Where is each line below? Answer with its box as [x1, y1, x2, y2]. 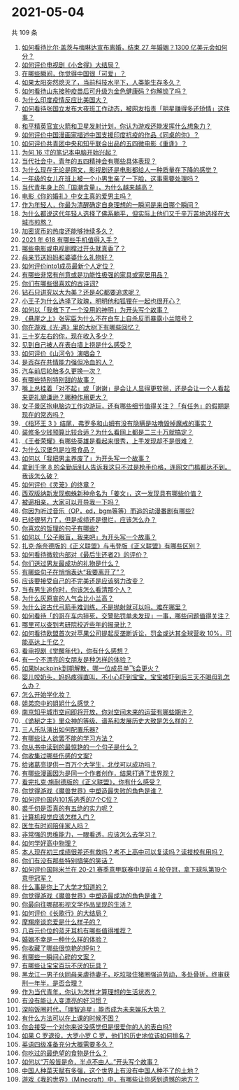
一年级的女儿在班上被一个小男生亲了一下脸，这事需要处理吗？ [21, 174, 200, 183]
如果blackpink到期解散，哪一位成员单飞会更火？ [21, 664, 160, 672]
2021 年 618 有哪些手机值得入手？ [21, 235, 119, 243]
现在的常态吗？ [21, 410, 65, 418]
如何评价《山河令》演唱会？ [21, 349, 102, 358]
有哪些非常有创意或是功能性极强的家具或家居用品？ [21, 270, 169, 278]
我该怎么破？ [21, 472, 59, 480]
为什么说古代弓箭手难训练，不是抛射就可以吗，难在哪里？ [21, 602, 187, 611]
